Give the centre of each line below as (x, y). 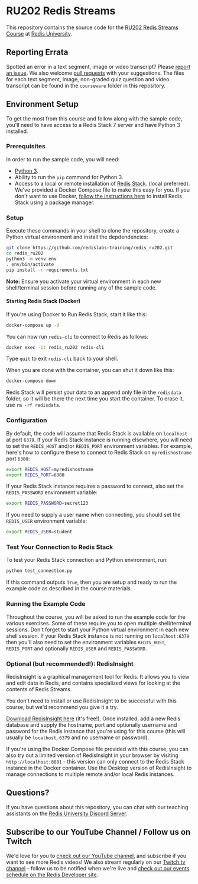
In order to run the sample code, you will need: (63, 159)
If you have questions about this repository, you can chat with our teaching (97, 807)
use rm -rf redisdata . (33, 405)
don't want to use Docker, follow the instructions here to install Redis (98, 196)
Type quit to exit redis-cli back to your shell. (62, 359)
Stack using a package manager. (54, 202)
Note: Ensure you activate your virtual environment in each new (84, 281)
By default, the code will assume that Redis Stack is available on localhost (97, 433)
